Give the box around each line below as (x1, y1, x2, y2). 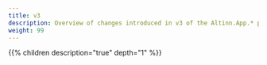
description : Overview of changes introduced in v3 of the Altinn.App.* (8, 19, 254, 27)
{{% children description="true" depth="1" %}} (8, 48, 162, 58)
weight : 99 (8, 26, 44, 34)
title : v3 (8, 11, 41, 20)
